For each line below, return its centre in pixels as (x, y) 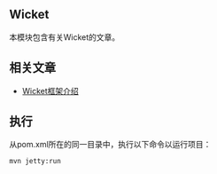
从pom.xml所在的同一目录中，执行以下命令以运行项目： (110, 145)
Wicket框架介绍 (50, 91)
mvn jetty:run (35, 162)
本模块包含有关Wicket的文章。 (65, 37)
